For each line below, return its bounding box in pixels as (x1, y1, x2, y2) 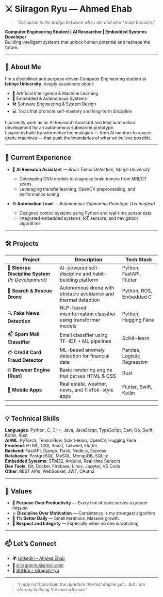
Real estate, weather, (59, 381, 108, 387)
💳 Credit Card (7, 349, 41, 355)
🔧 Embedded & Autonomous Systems (12, 96, 87, 101)
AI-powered (59, 264, 88, 271)
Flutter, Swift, (122, 384, 153, 390)
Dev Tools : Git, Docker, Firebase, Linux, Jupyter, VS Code (5, 463, 120, 469)
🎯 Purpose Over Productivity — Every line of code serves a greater (12, 500, 148, 505)
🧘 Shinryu (7, 264, 31, 271)
